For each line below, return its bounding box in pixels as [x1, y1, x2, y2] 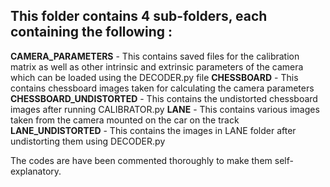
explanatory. [10, 165, 62, 177]
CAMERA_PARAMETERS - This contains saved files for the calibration [10, 50, 300, 62]
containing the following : [10, 24, 173, 41]
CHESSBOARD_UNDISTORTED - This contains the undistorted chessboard [10, 92, 318, 104]
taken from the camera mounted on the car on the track [10, 114, 240, 126]
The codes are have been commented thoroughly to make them [10, 154, 273, 166]
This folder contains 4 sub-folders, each [10, 8, 268, 25]
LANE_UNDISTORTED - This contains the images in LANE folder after [10, 124, 297, 136]
